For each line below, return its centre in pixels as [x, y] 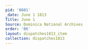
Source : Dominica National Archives [44, 24]
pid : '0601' [18, 10]
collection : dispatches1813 [35, 39]
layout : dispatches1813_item [36, 34]
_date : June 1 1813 [26, 15]
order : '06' [18, 29]
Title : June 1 [20, 19]
